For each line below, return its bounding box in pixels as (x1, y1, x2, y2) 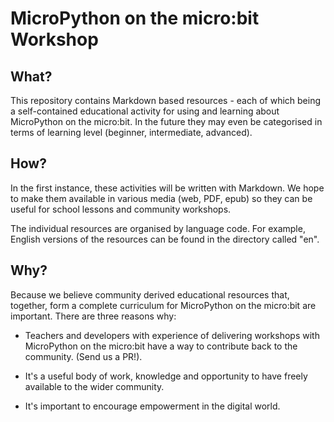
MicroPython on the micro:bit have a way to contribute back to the (24, 340, 298, 352)
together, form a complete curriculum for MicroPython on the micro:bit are (10, 299, 317, 311)
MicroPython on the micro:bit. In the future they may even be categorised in (10, 116, 323, 127)
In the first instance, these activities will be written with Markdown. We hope (10, 182, 325, 194)
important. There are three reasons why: (10, 310, 177, 322)
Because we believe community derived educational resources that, (10, 288, 290, 301)
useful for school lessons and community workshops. (10, 203, 232, 215)
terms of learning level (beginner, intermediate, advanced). (10, 127, 253, 138)
